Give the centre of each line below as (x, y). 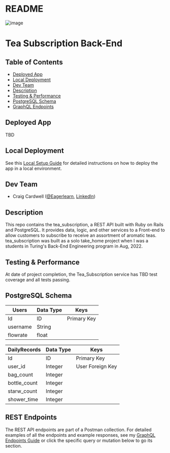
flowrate (18, 335)
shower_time (23, 399)
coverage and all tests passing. (38, 280)
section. (14, 446)
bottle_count (23, 382)
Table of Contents (34, 62)
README (24, 9)
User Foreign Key (96, 366)
